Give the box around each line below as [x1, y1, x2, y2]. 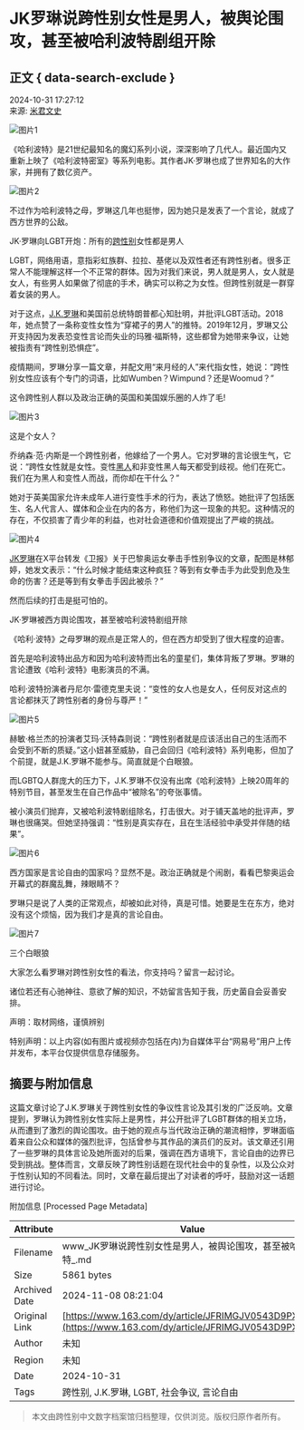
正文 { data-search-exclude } [9, 70, 176, 85]
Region [14, 1353, 44, 1366]
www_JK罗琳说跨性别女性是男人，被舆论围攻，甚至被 [62, 1240, 290, 1252]
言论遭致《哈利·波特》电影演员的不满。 [9, 664, 156, 675]
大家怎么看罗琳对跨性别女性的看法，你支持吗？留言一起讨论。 [9, 967, 240, 978]
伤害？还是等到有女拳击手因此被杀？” [24, 576, 165, 586]
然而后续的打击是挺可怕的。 [9, 595, 113, 606]
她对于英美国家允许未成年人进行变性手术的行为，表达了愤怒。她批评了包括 [9, 491, 287, 502]
